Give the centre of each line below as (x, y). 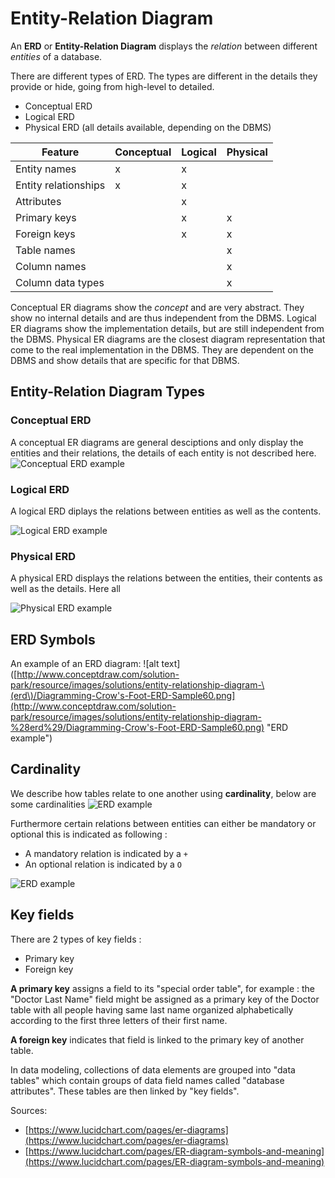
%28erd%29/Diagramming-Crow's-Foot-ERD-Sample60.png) (137, 728)
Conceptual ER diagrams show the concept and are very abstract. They (157, 307)
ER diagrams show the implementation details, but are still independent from (167, 328)
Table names (45, 250)
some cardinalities (48, 804)
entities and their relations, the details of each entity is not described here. (163, 453)
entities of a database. (56, 56)
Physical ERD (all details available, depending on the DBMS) (148, 127)
